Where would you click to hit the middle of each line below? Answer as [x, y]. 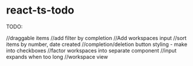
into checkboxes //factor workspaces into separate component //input [91, 50]
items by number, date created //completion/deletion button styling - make [97, 44]
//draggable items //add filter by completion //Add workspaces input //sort [97, 38]
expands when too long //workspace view [57, 57]
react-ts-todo [40, 10]
